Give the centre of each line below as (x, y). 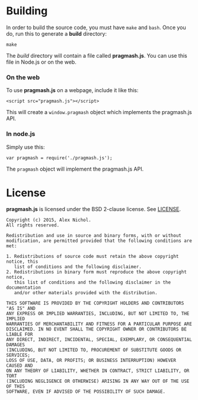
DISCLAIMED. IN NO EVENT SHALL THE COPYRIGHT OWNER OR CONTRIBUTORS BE (96, 329)
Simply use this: (25, 147)
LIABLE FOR (20, 335)
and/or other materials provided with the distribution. (86, 293)
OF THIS (16, 387)
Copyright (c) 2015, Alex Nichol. (49, 220)
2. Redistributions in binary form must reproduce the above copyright (96, 272)
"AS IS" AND (21, 308)
